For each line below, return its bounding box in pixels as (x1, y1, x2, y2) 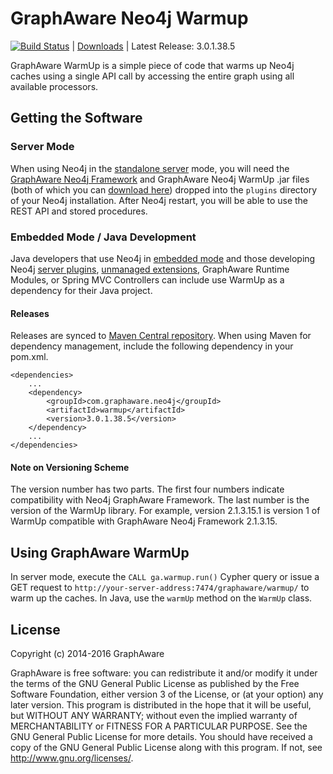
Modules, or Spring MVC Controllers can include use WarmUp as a (10, 273, 285, 286)
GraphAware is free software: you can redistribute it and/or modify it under (10, 667, 318, 679)
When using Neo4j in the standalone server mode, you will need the (10, 162, 290, 174)
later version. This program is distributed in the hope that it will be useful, (10, 698, 312, 711)
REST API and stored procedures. (10, 205, 148, 217)
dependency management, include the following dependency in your (10, 340, 294, 352)
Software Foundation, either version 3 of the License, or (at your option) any (10, 688, 324, 700)
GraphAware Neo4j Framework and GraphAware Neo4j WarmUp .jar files (10, 173, 310, 185)
